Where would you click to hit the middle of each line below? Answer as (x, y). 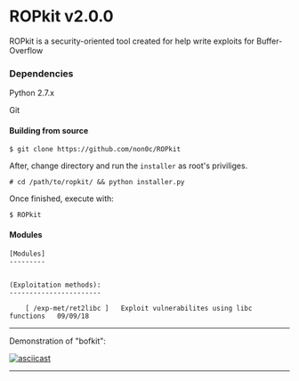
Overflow (26, 50)
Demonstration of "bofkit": (58, 341)
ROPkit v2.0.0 (61, 16)
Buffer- (270, 41)
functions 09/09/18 (49, 316)
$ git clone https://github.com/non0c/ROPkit (95, 150)
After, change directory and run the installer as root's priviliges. (129, 166)
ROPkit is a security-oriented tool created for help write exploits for (132, 41)
